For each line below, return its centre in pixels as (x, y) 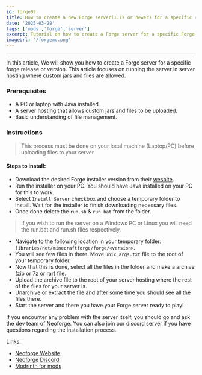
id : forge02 (21, 12)
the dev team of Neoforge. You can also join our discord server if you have (99, 323)
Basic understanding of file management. (66, 117)
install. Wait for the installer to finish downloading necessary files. (96, 205)
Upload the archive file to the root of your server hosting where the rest (103, 279)
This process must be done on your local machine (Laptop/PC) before (107, 146)
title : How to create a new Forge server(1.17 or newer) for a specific (99, 17)
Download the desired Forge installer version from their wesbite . (94, 179)
